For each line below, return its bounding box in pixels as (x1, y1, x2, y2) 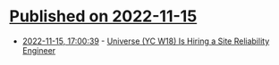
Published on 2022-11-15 (9, 6, 198, 27)
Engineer (21, 45, 56, 55)
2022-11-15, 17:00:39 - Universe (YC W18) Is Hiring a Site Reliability (21, 36, 270, 46)
